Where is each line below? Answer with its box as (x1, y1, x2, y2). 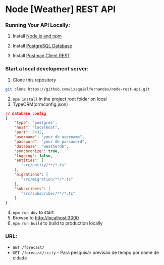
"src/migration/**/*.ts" (21, 176, 73, 182)
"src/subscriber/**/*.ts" (21, 191, 76, 196)
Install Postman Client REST (12, 53, 71, 59)
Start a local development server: (5, 65, 89, 72)
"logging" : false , (14, 153, 53, 158)
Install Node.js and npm (12, 33, 62, 39)
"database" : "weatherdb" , (14, 144, 69, 149)
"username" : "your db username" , (14, 135, 85, 140)
